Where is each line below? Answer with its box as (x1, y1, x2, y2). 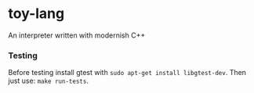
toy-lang (8, 5, 65, 23)
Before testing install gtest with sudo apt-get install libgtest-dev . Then (8, 68, 247, 77)
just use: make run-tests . (8, 76, 89, 86)
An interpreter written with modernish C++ (8, 30, 146, 40)
